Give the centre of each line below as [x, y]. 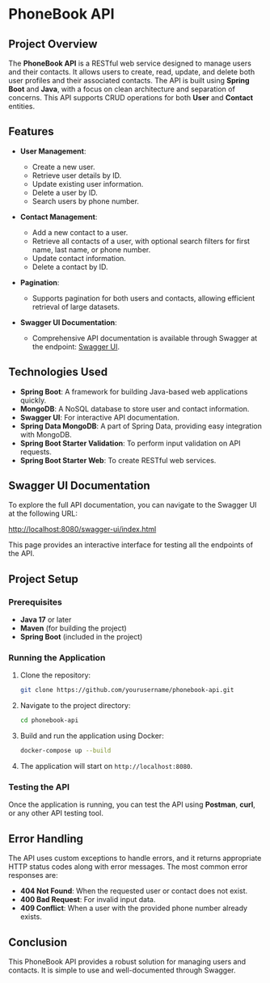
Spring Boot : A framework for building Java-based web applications [134, 391]
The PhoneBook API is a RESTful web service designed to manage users [130, 63]
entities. [21, 106]
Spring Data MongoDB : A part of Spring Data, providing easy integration [141, 426]
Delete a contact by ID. [70, 267]
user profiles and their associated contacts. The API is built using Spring [129, 80]
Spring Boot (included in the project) [81, 637]
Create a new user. [63, 167]
